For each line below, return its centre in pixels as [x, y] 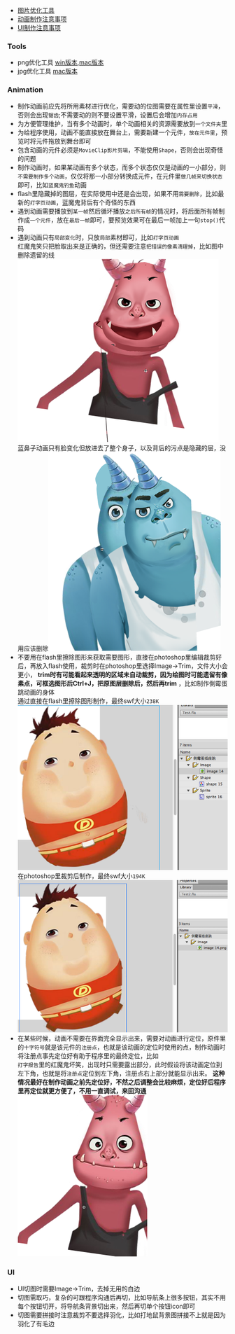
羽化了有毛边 [36, 1323]
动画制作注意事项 [42, 19]
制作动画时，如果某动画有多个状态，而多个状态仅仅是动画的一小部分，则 [121, 167]
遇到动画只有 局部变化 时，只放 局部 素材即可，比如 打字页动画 [98, 237]
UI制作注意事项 [39, 28]
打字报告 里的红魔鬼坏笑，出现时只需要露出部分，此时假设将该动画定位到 [120, 1065]
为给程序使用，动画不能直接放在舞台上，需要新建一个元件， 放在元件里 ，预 [122, 132]
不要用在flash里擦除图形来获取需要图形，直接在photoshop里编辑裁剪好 [120, 657]
